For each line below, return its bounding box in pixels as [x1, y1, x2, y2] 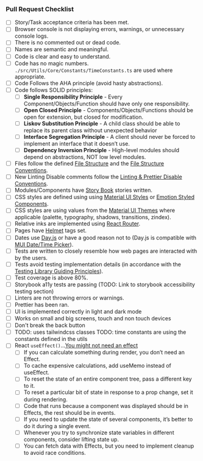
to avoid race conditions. [23, 449, 86, 456]
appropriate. [14, 72, 46, 80]
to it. [23, 382, 35, 390]
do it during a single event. [23, 422, 91, 429]
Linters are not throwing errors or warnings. [14, 294, 124, 301]
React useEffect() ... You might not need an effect [14, 342, 138, 349]
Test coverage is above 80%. [14, 273, 88, 281]
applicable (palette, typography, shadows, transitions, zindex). [14, 214, 171, 221]
